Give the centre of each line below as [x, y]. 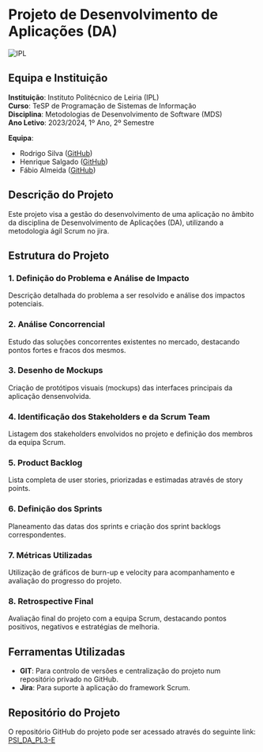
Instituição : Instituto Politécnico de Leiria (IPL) [84, 97]
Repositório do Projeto [64, 713]
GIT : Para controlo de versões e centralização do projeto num [120, 671]
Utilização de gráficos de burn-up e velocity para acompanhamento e [122, 572]
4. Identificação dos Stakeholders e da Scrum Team [109, 416]
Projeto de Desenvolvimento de [113, 15]
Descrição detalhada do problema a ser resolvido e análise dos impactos [127, 295]
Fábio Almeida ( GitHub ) [58, 170]
